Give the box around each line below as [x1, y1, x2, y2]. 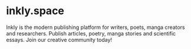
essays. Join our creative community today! [6, 36, 113, 43]
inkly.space [6, 4, 65, 18]
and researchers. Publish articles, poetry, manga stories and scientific [6, 30, 176, 37]
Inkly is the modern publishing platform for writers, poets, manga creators [6, 24, 185, 31]
